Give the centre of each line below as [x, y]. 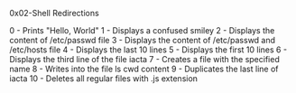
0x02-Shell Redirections [54, 13]
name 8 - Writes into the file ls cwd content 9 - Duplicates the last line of [144, 69]
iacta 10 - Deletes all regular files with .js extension [104, 79]
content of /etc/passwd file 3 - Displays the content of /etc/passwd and [143, 40]
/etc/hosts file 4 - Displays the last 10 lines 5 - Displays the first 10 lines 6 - [148, 50]
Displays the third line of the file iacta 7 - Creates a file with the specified [144, 59]
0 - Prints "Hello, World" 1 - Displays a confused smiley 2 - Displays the [142, 30]
